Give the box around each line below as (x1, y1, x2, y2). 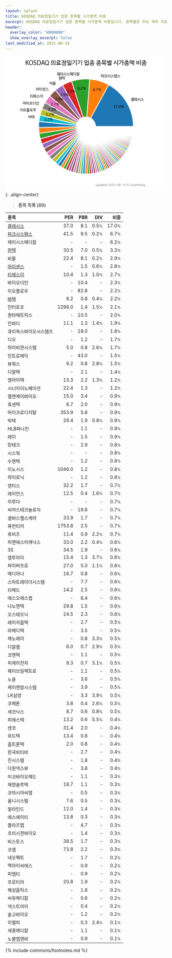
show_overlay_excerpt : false (10, 35, 72, 41)
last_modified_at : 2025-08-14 (5, 41, 70, 46)
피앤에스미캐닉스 (7, 539, 41, 545)
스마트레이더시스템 (7, 579, 45, 585)
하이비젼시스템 (7, 344, 37, 351)
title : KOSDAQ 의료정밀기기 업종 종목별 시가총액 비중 (5, 13, 106, 19)
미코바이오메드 (7, 773, 37, 780)
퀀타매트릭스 (7, 312, 33, 318)
